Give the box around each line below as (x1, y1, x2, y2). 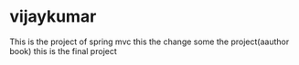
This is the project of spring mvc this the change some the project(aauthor (9, 36, 290, 47)
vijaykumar (9, 6, 97, 27)
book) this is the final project (9, 45, 117, 56)
